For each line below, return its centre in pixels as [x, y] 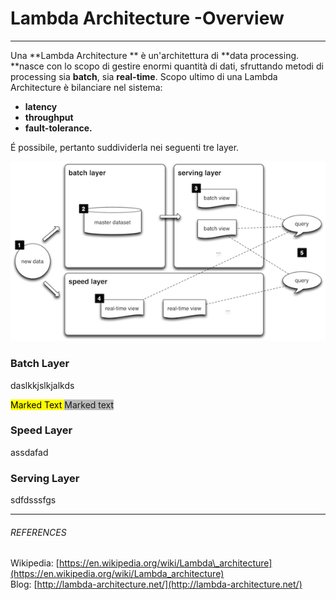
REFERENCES [38, 532]
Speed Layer [41, 430]
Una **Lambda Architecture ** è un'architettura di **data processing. [155, 55]
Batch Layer [40, 364]
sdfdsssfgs [33, 500]
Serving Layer [45, 478]
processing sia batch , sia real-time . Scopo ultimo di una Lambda [144, 76]
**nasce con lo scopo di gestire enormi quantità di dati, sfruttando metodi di [167, 66]
